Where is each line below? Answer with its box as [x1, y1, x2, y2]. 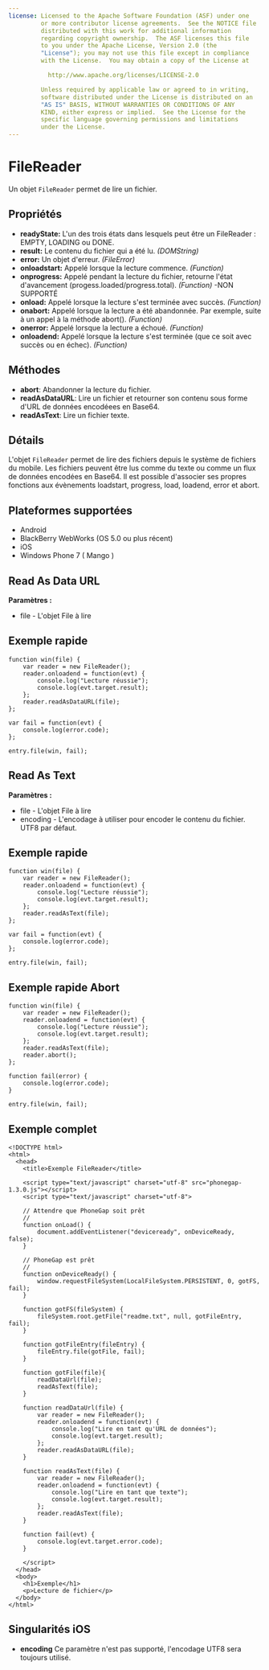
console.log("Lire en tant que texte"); [51, 1488, 189, 1496]
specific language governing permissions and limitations [40, 116, 239, 124]
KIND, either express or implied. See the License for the [40, 108, 247, 117]
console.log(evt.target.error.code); [37, 1537, 163, 1546]
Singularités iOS [8, 1623, 91, 1636]
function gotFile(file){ [22, 1368, 106, 1377]
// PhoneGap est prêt [22, 1256, 95, 1265]
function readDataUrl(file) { [22, 1404, 124, 1412]
